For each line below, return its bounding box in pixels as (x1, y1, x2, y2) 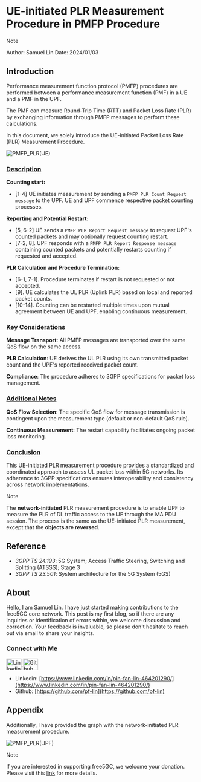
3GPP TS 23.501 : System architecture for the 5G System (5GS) (14, 570, 171, 577)
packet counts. (14, 295, 53, 302)
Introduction (6, 67, 54, 77)
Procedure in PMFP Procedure (6, 17, 161, 31)
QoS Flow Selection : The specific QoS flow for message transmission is (6, 408, 185, 415)
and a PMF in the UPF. (6, 95, 62, 102)
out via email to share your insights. (6, 629, 95, 636)
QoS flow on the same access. (6, 343, 83, 350)
